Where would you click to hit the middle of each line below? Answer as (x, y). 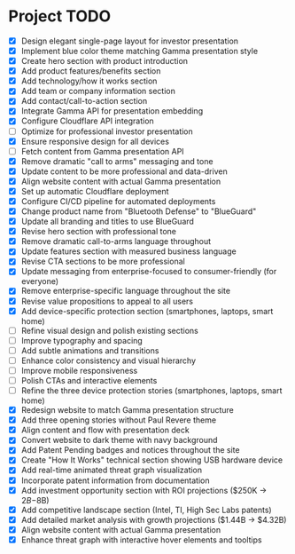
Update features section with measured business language (128, 251)
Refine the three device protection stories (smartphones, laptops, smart (151, 391)
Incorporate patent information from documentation (115, 480)
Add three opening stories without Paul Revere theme (119, 420)
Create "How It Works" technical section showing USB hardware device (152, 460)
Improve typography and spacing (82, 340)
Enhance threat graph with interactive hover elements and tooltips (141, 540)
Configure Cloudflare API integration (87, 121)
